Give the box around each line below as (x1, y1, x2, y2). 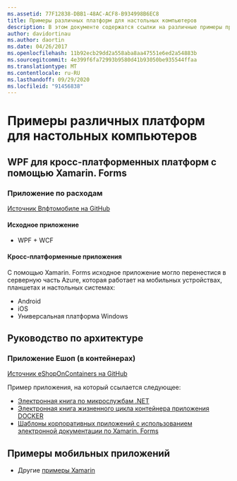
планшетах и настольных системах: (7, 283, 116, 292)
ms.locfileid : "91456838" (7, 83, 83, 90)
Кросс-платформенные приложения (7, 252, 122, 261)
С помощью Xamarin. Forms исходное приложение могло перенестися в (7, 268, 226, 276)
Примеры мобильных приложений (7, 447, 171, 459)
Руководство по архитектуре (7, 332, 143, 344)
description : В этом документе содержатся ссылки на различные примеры (7, 23, 222, 30)
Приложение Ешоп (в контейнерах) (7, 353, 136, 363)
